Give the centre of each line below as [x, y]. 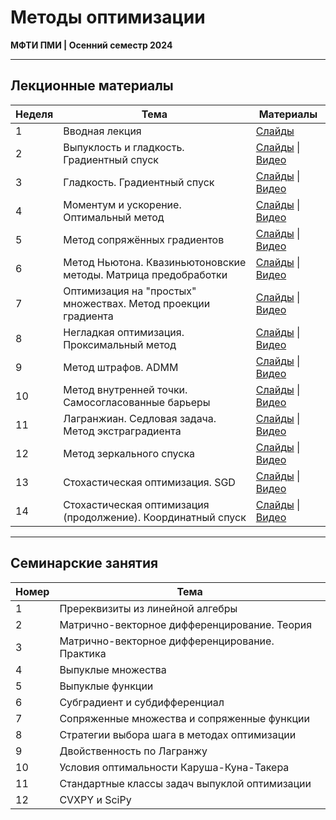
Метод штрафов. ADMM [121, 367]
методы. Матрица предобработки [145, 274]
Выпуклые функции [106, 686]
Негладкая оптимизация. [124, 332]
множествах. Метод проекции [137, 303]
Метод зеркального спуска [129, 453]
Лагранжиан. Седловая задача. [140, 418]
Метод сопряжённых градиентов [144, 239]
